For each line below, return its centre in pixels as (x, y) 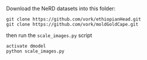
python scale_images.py (35, 51)
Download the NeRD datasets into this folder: (61, 9)
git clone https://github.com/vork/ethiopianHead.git (74, 19)
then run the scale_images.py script (49, 35)
